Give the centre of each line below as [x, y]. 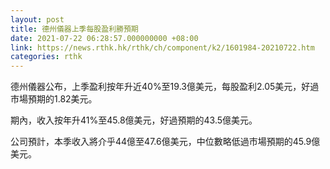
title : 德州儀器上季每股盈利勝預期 [74, 29]
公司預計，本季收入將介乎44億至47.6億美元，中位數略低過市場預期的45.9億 [165, 142]
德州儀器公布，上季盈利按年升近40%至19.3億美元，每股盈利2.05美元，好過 [165, 87]
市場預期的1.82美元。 [54, 99]
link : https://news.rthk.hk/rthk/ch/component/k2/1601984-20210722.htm [162, 47]
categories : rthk [46, 57]
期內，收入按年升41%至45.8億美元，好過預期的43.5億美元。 [134, 120]
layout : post [37, 19]
